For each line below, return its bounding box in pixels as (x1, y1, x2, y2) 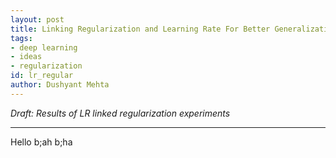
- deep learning (10, 42, 78, 53)
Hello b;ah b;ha (10, 136, 73, 148)
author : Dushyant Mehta (10, 80, 110, 90)
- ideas (10, 52, 43, 62)
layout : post (10, 14, 65, 25)
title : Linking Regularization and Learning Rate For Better (10, 24, 271, 34)
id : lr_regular (10, 71, 74, 81)
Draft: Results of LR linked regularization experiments (10, 107, 231, 119)
